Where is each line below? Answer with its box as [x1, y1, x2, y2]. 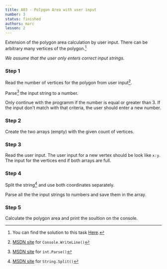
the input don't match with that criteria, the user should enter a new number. [5, 105, 162, 111]
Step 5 [5, 204, 21, 211]
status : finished [5, 16, 41, 21]
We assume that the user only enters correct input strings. [5, 55, 125, 61]
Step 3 [5, 141, 21, 148]
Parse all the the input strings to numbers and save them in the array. [5, 192, 147, 198]
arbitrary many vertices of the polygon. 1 [5, 45, 87, 51]
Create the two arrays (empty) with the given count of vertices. [5, 129, 134, 134]
